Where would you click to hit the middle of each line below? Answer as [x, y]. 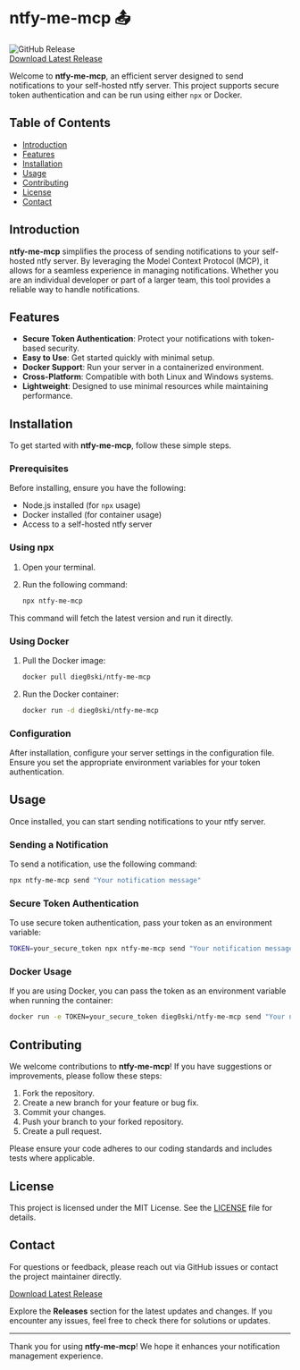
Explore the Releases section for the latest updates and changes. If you [141, 1311]
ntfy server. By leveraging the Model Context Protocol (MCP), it [153, 260]
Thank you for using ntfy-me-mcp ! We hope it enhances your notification [145, 1346]
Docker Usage [41, 972]
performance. [47, 396]
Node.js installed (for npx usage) [81, 505]
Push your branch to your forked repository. [103, 1122]
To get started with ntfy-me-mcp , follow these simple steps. [121, 445]
